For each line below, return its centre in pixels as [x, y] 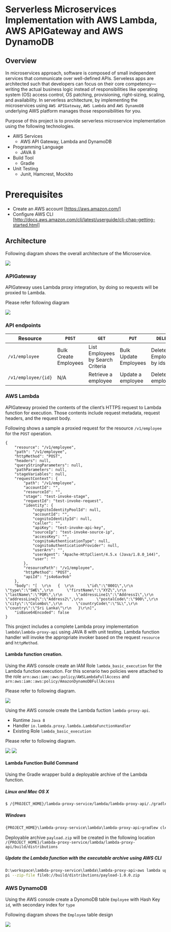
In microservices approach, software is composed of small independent [81, 73]
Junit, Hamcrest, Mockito [47, 174]
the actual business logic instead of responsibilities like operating [89, 89]
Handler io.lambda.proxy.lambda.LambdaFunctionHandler [72, 725]
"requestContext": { [36, 478]
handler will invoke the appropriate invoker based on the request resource [83, 637]
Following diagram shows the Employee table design [59, 915]
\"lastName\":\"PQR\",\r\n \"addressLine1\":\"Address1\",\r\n [79, 595]
